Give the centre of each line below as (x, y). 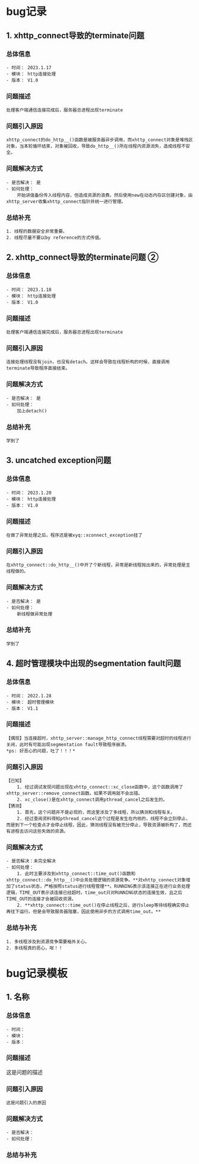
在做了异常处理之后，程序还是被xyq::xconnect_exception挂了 (74, 535)
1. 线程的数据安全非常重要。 (37, 231)
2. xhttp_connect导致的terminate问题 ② (83, 257)
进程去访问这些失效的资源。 (39, 831)
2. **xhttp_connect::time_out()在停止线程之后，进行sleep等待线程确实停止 (103, 905)
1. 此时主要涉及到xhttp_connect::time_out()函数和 (76, 874)
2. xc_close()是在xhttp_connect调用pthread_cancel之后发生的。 (92, 800)
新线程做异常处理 (34, 614)
